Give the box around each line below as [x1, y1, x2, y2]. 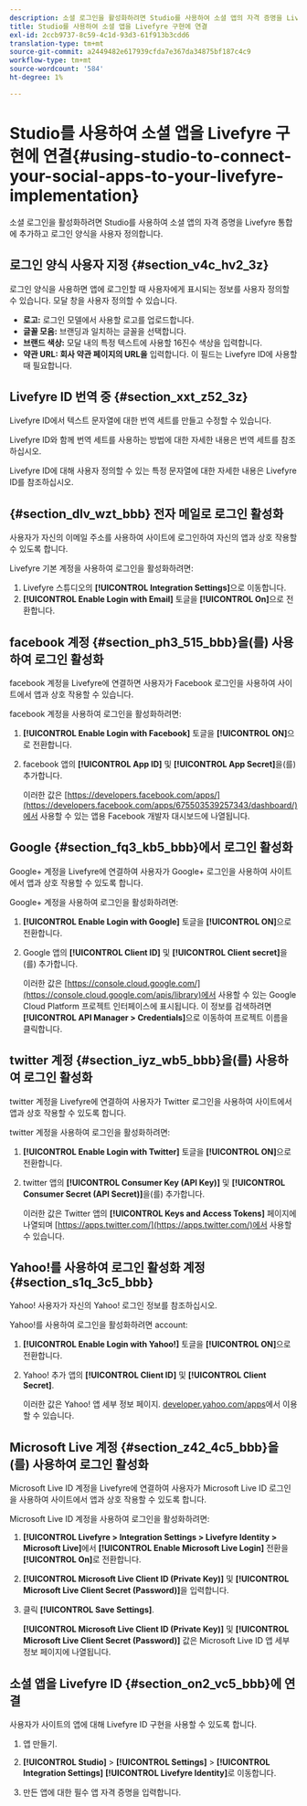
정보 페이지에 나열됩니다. [22, 1646, 111, 1658]
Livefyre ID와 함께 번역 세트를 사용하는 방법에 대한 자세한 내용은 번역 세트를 [9, 435, 280, 446]
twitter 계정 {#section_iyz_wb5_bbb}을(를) [9, 1052, 253, 1069]
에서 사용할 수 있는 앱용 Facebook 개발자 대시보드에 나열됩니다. [22, 810, 250, 821]
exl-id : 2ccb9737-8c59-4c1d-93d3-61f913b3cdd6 [9, 30, 190, 39]
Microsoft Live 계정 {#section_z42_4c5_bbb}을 [9, 1440, 280, 1455]
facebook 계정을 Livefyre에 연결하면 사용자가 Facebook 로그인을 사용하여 [9, 677, 276, 688]
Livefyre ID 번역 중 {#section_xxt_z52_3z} [9, 389, 249, 405]
